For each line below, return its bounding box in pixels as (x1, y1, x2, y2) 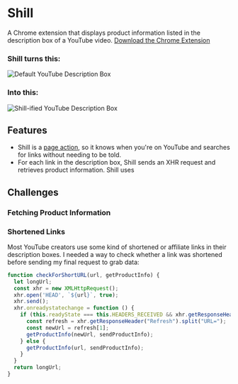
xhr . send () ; (13, 298, 50, 305)
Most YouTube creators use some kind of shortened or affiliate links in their (7, 243, 227, 251)
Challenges (7, 186, 59, 198)
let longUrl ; (13, 278, 52, 285)
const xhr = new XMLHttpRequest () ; (13, 285, 119, 292)
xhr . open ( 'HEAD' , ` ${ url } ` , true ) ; (13, 291, 119, 299)
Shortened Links (7, 226, 66, 236)
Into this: (7, 87, 39, 97)
